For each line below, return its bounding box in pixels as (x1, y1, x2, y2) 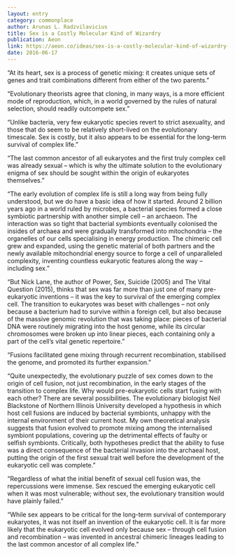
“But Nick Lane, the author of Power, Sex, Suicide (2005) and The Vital (7, 277, 211, 286)
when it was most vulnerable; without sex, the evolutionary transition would (7, 489, 225, 498)
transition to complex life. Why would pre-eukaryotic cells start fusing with (7, 386, 222, 395)
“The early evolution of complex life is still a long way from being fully (7, 190, 208, 198)
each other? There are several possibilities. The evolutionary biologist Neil (7, 393, 220, 402)
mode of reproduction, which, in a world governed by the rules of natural (7, 97, 217, 105)
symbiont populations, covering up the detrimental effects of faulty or (7, 431, 208, 440)
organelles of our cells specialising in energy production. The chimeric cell (7, 234, 222, 242)
